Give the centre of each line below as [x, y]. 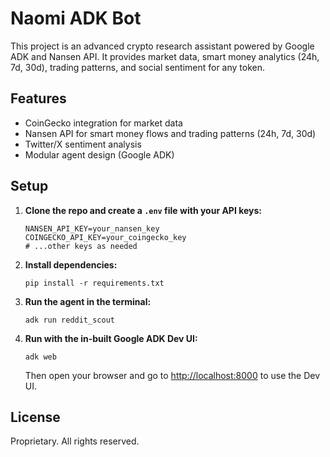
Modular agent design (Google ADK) [99, 154]
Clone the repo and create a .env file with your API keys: [143, 210]
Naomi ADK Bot [76, 18]
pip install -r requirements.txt [94, 283]
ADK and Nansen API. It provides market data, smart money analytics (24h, [165, 56]
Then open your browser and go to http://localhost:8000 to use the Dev [172, 375]
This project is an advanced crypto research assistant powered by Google [162, 46]
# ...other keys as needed [81, 246]
